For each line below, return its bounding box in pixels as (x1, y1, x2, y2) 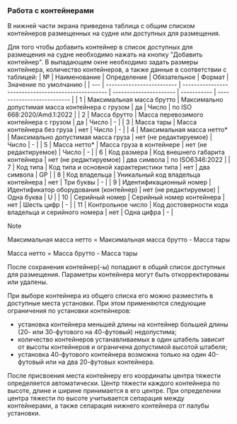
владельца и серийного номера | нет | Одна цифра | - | (7, 208, 173, 217)
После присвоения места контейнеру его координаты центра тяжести (7, 372, 221, 380)
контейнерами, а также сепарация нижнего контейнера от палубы (7, 401, 209, 410)
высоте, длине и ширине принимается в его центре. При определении (7, 387, 221, 395)
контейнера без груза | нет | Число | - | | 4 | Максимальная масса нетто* (7, 126, 228, 134)
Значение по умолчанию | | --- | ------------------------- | (7, 81, 182, 89)
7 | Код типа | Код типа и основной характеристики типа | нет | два (7, 163, 210, 172)
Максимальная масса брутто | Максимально (87, 95, 224, 104)
